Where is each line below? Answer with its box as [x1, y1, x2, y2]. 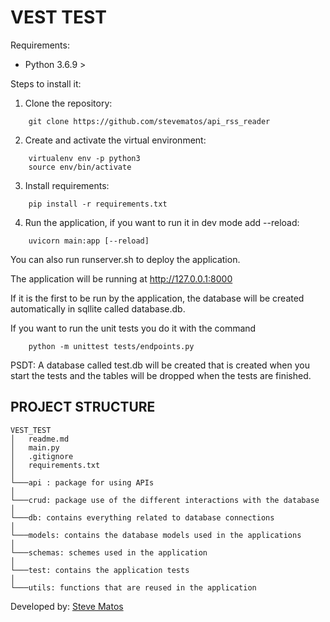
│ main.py [10, 442, 60, 453]
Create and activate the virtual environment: [24, 134, 207, 146]
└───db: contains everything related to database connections [10, 512, 275, 523]
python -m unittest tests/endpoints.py [28, 341, 195, 351]
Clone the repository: [24, 97, 113, 109]
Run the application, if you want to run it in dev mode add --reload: [24, 216, 300, 228]
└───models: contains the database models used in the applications [10, 530, 302, 540]
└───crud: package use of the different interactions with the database [10, 495, 320, 505]
